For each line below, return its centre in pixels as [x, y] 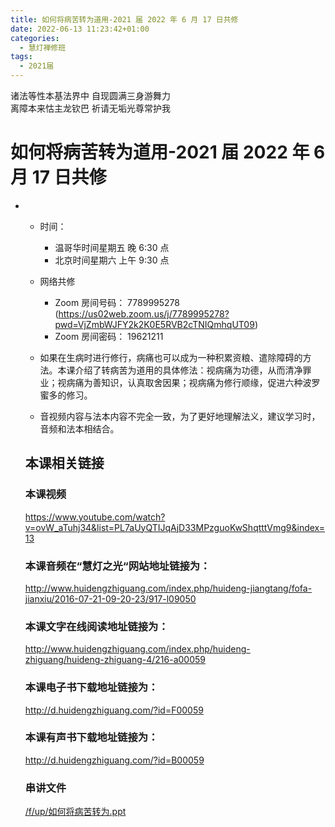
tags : [21, 57]
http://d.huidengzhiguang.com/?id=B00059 [114, 760]
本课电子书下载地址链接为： [91, 688]
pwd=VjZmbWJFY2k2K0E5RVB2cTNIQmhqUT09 [154, 324]
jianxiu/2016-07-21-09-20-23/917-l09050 [110, 598]
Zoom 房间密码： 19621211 [109, 336]
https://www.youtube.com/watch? [95, 517]
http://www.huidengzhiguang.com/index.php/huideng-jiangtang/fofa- [168, 588]
